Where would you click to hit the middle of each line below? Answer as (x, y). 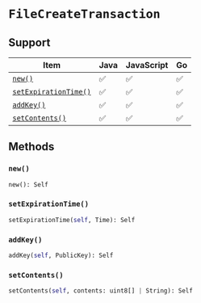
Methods (31, 147)
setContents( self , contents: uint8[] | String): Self (101, 291)
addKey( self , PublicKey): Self (61, 256)
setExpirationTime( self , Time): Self (72, 220)
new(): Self (28, 184)
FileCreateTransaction (84, 14)
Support (29, 42)
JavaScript (147, 65)
